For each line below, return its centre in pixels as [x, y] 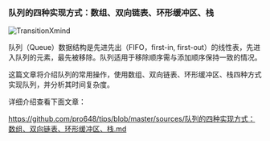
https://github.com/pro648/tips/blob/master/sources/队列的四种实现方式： [132, 119]
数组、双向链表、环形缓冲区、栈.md [67, 129]
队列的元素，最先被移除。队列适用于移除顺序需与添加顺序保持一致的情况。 [138, 57]
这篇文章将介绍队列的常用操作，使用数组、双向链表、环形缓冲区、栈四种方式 [135, 75]
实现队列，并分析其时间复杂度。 [61, 85]
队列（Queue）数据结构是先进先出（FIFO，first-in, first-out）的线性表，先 [131, 48]
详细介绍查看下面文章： [47, 102]
